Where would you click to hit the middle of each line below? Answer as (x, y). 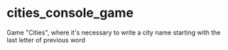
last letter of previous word (46, 39)
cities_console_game (70, 13)
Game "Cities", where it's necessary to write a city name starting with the (114, 32)
